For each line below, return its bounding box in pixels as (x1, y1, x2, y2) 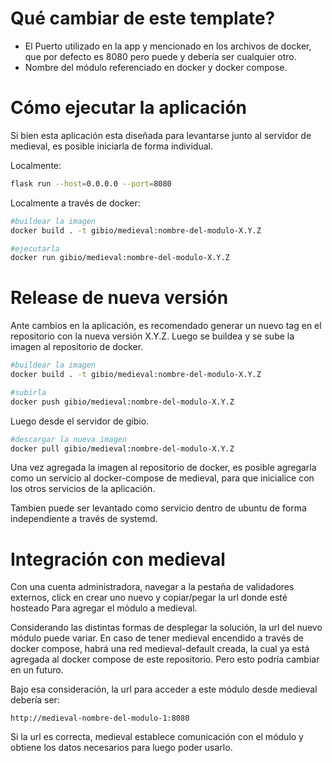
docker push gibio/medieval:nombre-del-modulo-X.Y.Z (10, 397, 235, 407)
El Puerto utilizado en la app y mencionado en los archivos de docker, (24, 40, 312, 52)
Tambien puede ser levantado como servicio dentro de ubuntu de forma (10, 502, 307, 514)
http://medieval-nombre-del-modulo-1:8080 (10, 713, 190, 724)
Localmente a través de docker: (10, 197, 141, 209)
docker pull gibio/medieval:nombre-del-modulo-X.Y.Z (10, 443, 235, 454)
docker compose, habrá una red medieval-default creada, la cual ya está (10, 643, 310, 655)
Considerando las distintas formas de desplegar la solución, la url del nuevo (10, 622, 323, 634)
